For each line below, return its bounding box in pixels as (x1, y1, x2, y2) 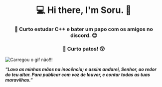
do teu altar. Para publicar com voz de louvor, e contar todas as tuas (5, 71, 151, 78)
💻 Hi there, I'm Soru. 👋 (36, 4, 132, 16)
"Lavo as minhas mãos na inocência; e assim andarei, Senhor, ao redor (5, 66, 157, 72)
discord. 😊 (70, 32, 98, 39)
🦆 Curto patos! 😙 (62, 45, 105, 52)
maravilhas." (5, 77, 33, 83)
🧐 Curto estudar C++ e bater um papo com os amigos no (14, 26, 154, 33)
